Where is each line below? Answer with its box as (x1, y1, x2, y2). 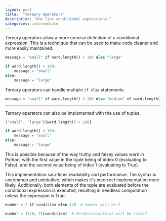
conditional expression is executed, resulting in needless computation (5, 187, 147, 193)
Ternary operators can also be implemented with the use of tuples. (5, 110, 141, 116)
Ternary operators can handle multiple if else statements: (5, 86, 125, 92)
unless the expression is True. (5, 192, 66, 199)
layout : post (5, 7, 32, 12)
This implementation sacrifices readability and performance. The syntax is (5, 171, 157, 177)
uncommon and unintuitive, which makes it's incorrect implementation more (5, 177, 160, 183)
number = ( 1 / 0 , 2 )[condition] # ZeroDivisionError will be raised (5, 211, 147, 216)
